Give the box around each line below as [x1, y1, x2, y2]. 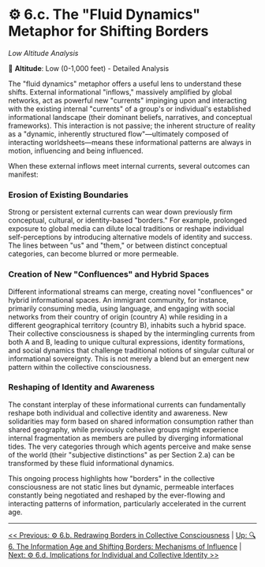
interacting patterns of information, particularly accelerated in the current [8, 498, 247, 508]
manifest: [8, 170, 39, 179]
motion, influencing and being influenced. [8, 146, 144, 155]
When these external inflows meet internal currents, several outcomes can [8, 161, 250, 170]
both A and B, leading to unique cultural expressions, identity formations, [8, 337, 245, 346]
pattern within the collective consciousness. [8, 362, 151, 371]
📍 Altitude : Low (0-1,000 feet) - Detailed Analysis [8, 63, 170, 73]
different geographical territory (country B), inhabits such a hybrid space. [8, 320, 247, 330]
